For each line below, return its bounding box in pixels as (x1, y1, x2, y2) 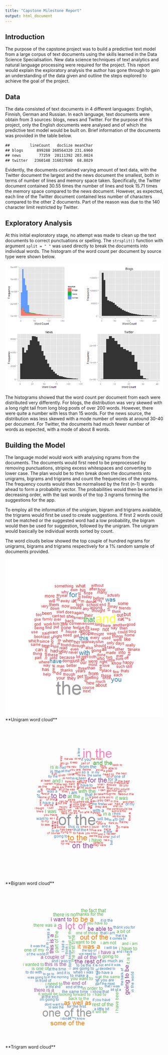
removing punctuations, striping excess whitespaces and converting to (5, 465, 152, 471)
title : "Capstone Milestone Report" (5, 8, 82, 13)
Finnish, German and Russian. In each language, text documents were (5, 111, 150, 118)
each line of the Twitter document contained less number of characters (5, 194, 152, 200)
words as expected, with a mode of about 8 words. (5, 426, 110, 432)
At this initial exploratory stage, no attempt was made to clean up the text (5, 232, 156, 238)
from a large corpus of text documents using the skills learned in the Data (5, 51, 157, 57)
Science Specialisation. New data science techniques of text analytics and (5, 57, 159, 63)
